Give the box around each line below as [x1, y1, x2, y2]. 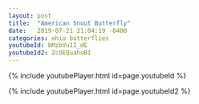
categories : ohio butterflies [8, 34, 110, 42]
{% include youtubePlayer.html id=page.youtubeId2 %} [8, 86, 191, 96]
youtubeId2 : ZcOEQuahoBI [8, 49, 91, 57]
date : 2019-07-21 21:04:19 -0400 [8, 26, 128, 34]
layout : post [8, 11, 52, 20]
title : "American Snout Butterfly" [8, 19, 131, 27]
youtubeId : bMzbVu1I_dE [8, 42, 88, 50]
